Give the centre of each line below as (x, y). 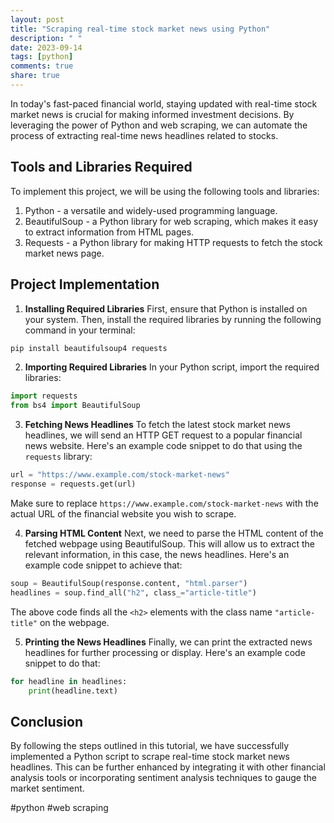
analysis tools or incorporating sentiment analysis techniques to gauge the (163, 778)
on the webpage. (74, 622)
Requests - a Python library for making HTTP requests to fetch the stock (173, 242)
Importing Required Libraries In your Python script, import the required (172, 367)
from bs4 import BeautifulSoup (75, 406)
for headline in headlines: (69, 681)
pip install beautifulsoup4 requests (89, 348)
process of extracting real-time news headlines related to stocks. (144, 135)
